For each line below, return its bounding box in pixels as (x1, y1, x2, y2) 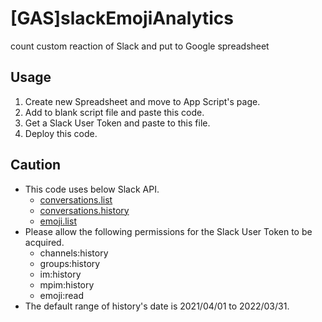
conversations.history (39, 204, 130, 216)
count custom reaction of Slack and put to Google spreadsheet (10, 40, 270, 52)
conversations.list (39, 193, 113, 206)
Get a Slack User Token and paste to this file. (24, 117, 211, 129)
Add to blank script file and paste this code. (24, 106, 205, 118)
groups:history (39, 257, 101, 269)
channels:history (39, 247, 109, 259)
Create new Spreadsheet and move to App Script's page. (24, 95, 261, 107)
